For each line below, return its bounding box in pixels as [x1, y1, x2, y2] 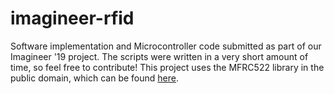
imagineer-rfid [10, 7, 135, 30]
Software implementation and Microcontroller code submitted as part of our [10, 40, 322, 52]
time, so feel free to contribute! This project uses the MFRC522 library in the [10, 61, 325, 73]
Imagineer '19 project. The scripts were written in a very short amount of [10, 50, 309, 62]
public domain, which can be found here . [10, 72, 179, 84]
